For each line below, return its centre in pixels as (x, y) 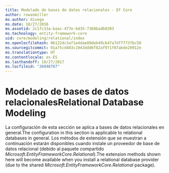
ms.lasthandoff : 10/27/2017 (35, 62)
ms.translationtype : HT (30, 52)
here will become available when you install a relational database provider (82, 160)
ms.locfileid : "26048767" (32, 66)
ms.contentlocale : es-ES (31, 57)
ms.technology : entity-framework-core (46, 33)
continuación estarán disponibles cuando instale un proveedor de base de (83, 144)
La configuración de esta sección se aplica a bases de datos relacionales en (85, 127)
